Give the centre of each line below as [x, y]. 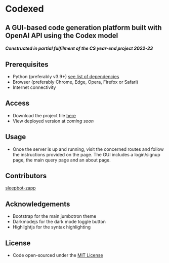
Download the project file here [44, 115]
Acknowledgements [38, 204]
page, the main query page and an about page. [62, 160]
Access [17, 103]
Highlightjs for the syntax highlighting [52, 227]
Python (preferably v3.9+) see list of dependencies [66, 76]
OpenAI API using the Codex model [62, 35]
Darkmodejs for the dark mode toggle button [59, 222]
